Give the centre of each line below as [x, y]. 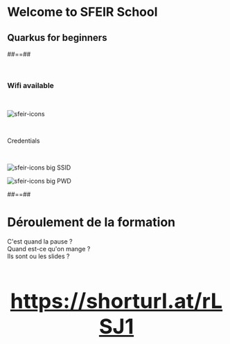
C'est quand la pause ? [40, 242]
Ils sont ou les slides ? [38, 256]
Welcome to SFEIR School [82, 12]
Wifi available [30, 85]
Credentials [24, 141]
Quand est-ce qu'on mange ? [49, 249]
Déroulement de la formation [91, 223]
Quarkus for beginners [57, 38]
